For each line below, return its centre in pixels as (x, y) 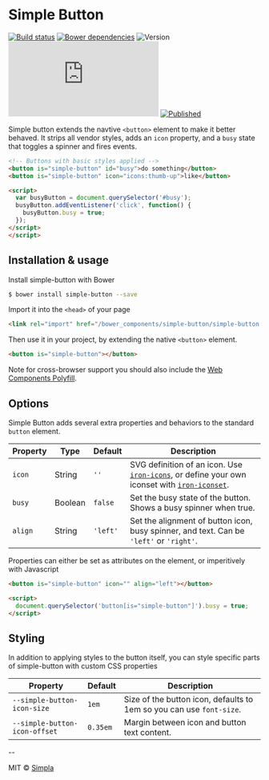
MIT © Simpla (31, 768)
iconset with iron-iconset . (179, 485)
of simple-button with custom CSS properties (83, 666)
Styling (27, 638)
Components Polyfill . (43, 378)
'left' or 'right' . (163, 541)
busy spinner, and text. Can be (187, 530)
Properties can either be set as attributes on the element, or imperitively (127, 560)
